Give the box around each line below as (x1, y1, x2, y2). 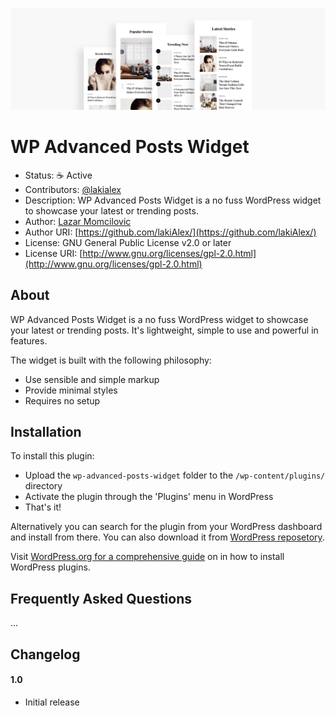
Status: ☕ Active (24, 169, 93, 181)
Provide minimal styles (24, 384, 118, 396)
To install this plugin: (10, 450, 95, 462)
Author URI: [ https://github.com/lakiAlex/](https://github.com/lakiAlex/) (24, 226, 317, 238)
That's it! (24, 501, 62, 513)
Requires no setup (24, 394, 101, 407)
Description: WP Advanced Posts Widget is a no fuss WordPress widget (24, 194, 322, 206)
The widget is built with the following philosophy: (10, 354, 212, 366)
